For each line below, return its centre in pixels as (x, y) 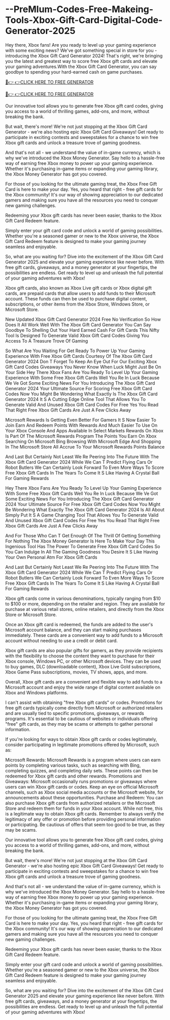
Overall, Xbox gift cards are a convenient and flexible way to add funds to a (84, 682)
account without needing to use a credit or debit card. (62, 640)
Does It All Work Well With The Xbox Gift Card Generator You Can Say (78, 325)
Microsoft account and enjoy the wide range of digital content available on (83, 687)
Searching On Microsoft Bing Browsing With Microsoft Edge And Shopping (83, 441)
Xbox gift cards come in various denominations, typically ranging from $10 (83, 598)
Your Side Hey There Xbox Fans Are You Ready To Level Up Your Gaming (82, 372)
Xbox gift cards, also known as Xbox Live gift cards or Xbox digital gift (79, 288)
